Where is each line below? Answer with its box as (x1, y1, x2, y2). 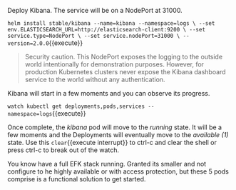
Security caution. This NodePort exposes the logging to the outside (24, 53, 223, 61)
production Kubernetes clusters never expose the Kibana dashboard (24, 68, 226, 76)
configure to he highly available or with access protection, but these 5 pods (7, 167, 230, 176)
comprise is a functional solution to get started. (7, 175, 146, 183)
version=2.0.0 (7, 40, 50, 47)
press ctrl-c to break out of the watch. (7, 146, 120, 154)
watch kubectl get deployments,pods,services (7, 103, 145, 110)
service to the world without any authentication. (24, 75, 165, 84)
